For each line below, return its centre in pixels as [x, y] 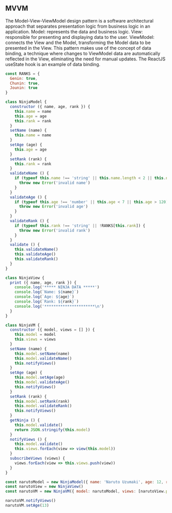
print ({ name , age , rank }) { [43, 283]
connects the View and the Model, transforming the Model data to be [78, 42]
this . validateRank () [36, 259]
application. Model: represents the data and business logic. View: [74, 31]
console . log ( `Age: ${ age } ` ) [44, 297]
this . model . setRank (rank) [42, 401]
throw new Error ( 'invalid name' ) [55, 183]
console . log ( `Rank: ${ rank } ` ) [47, 302]
